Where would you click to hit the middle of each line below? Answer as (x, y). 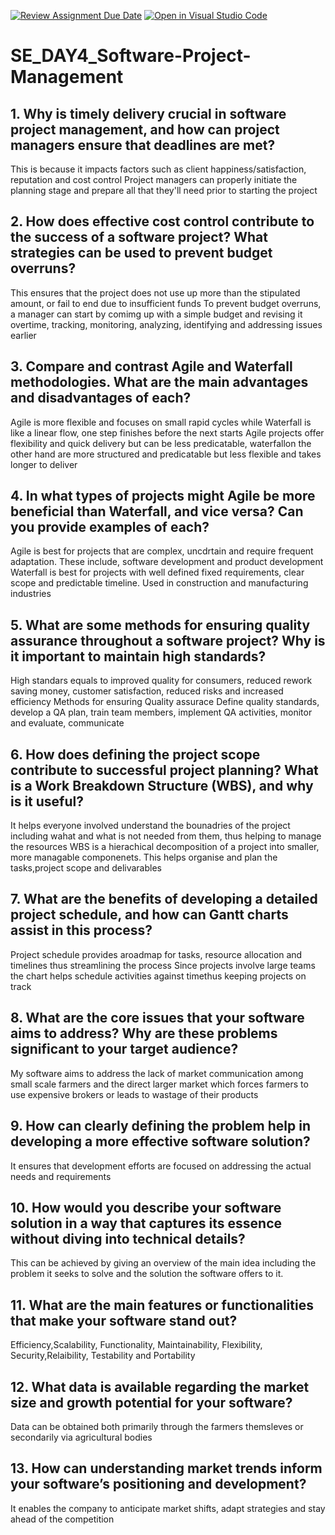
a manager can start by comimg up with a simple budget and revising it (156, 314)
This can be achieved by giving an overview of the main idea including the (163, 1263)
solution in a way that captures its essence (146, 1223)
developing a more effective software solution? (160, 1141)
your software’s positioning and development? (158, 1484)
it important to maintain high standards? (138, 656)
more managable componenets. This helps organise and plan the (144, 857)
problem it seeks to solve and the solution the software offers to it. (147, 1274)
